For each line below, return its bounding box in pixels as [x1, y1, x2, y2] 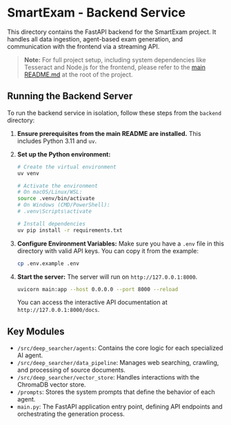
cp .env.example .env [17, 260, 79, 267]
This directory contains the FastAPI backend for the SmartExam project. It [7, 28, 217, 36]
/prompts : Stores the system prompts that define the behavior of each [17, 388, 215, 396]
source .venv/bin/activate [17, 195, 95, 202]
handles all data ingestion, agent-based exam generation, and [7, 34, 183, 43]
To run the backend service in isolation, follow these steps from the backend [7, 108, 222, 117]
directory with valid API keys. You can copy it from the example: [17, 246, 199, 255]
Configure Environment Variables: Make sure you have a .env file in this [17, 239, 224, 248]
